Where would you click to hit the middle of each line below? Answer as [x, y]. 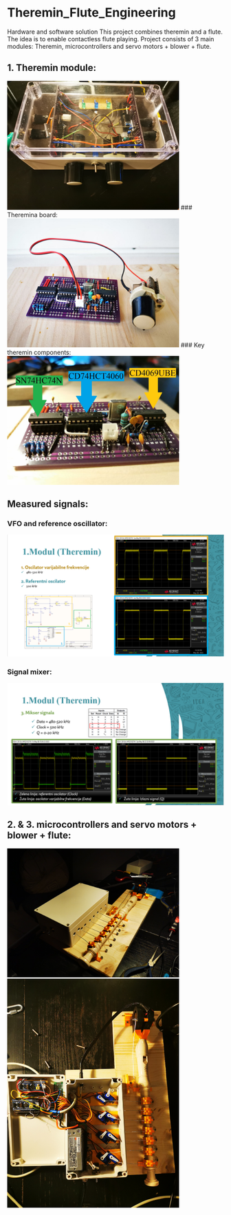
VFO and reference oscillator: [57, 524]
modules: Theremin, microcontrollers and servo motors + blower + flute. [109, 46]
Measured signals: [48, 504]
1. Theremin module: [52, 68]
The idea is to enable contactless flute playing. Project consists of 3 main [111, 39]
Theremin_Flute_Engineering [92, 13]
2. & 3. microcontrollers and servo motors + [102, 825]
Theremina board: [33, 215]
